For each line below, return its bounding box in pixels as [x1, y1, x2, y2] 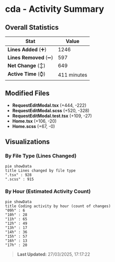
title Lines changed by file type [5, 168, 76, 173]
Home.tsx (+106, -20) [12, 118, 57, 124]
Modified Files [5, 89, 50, 97]
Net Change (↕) [7, 62, 46, 69]
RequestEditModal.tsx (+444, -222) [12, 102, 87, 108]
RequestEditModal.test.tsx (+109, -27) [12, 113, 92, 119]
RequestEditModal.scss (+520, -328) [12, 107, 89, 113]
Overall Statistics [5, 23, 59, 32]
